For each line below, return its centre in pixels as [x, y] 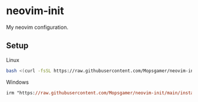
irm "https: [21, 93]
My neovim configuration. [37, 27]
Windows [18, 82]
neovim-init [35, 11]
